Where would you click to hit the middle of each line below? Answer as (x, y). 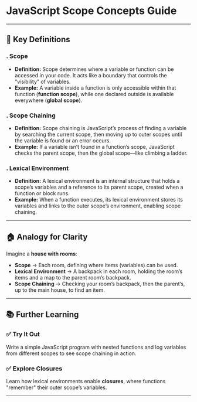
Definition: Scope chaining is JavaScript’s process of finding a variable (101, 128)
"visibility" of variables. (43, 81)
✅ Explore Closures (34, 369)
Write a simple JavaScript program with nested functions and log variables (96, 347)
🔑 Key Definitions (38, 40)
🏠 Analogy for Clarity (47, 236)
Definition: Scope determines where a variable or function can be (94, 69)
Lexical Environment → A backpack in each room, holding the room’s (98, 271)
